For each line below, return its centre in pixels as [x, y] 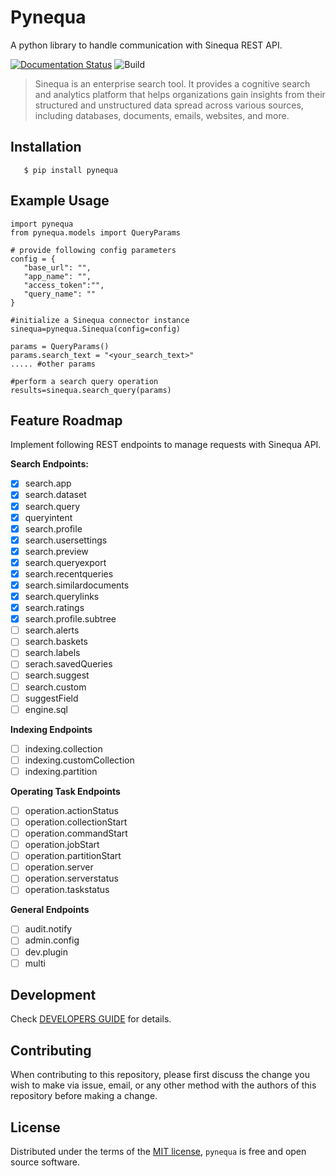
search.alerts [52, 630]
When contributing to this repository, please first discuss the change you [160, 1075]
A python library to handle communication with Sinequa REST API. [146, 45]
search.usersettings [66, 540]
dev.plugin [46, 952]
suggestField [51, 698]
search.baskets [56, 642]
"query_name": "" [60, 294]
